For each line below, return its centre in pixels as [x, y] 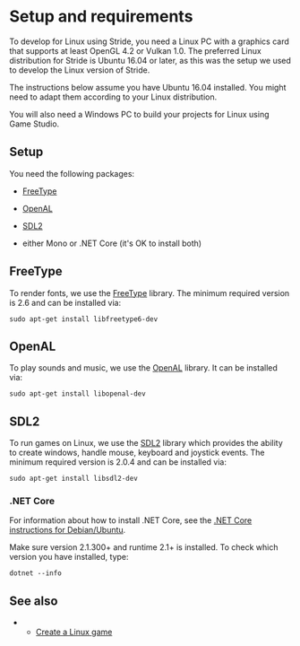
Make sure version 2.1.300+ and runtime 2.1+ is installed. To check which [144, 547]
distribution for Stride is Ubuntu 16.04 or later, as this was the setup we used [150, 60]
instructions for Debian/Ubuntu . [68, 530]
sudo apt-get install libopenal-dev [77, 394]
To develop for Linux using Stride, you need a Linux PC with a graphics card [149, 41]
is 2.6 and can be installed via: [65, 302]
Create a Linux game [74, 632]
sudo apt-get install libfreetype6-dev [84, 319]
